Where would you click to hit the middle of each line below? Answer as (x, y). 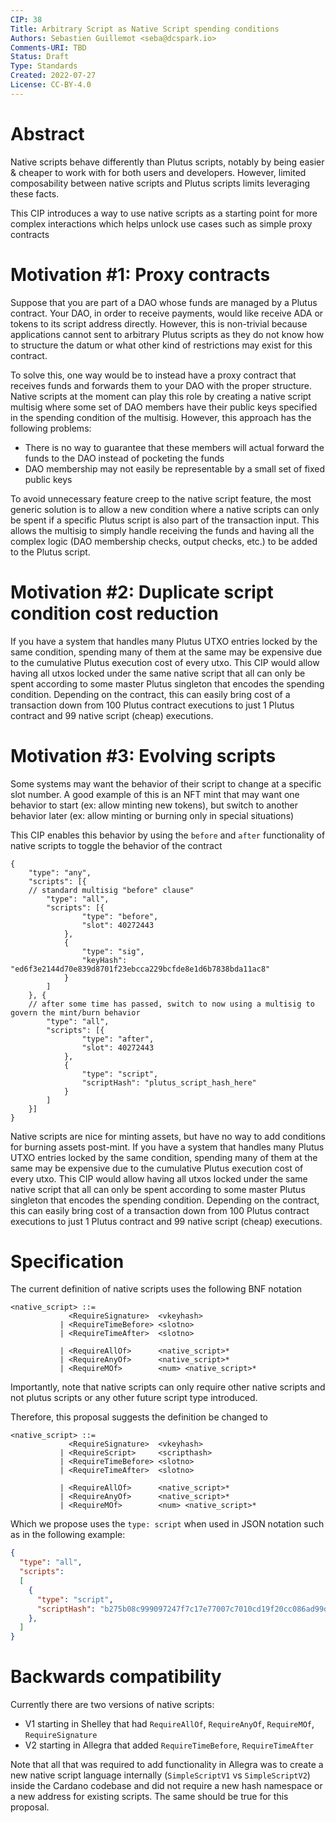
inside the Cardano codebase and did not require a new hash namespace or (166, 1786)
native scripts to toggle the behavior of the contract (116, 845)
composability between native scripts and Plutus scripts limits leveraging (160, 183)
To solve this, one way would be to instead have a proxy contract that (153, 375)
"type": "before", (120, 916)
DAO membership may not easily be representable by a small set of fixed (175, 468)
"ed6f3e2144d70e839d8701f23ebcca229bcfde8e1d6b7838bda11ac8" (140, 969)
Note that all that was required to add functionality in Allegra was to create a (167, 1765)
